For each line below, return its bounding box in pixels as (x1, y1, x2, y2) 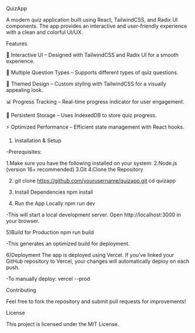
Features (6, 40, 28, 47)
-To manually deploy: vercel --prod (6, 275, 91, 282)
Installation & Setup (14, 137, 61, 144)
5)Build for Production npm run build (6, 229, 94, 236)
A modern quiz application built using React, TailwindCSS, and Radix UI (6, 16, 178, 23)
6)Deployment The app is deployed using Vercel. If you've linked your (6, 252, 175, 258)
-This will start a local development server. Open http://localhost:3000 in (6, 211, 182, 218)
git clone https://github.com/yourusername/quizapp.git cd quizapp (14, 177, 176, 184)
